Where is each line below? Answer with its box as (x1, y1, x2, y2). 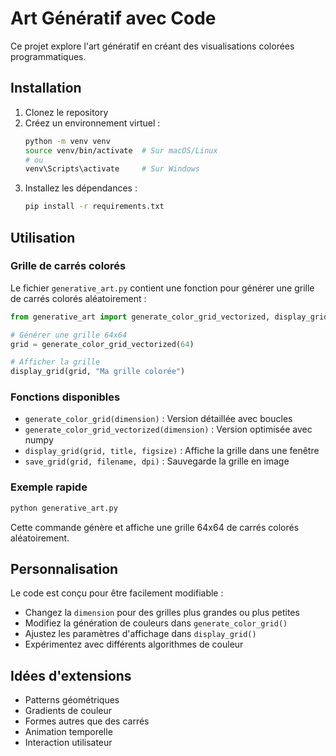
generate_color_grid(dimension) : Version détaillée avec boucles (24, 413, 293, 425)
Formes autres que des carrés (24, 715, 150, 727)
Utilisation (10, 229, 76, 246)
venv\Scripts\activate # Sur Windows (24, 164, 201, 174)
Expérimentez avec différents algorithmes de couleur (24, 638, 244, 651)
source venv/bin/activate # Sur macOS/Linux (24, 145, 218, 156)
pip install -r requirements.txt (24, 202, 165, 212)
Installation (10, 80, 82, 97)
